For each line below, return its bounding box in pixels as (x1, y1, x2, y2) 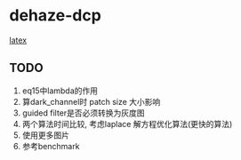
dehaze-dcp (9, 5, 102, 26)
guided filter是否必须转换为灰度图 (21, 108, 145, 118)
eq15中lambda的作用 (21, 85, 99, 96)
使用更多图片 (21, 130, 69, 140)
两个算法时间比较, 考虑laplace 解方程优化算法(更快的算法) (21, 118, 233, 129)
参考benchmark (21, 140, 80, 151)
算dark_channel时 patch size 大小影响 (21, 96, 161, 107)
